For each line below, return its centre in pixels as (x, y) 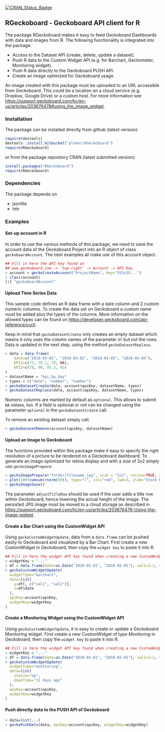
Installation (19, 119)
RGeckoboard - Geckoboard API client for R (72, 23)
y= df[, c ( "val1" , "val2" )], (42, 584)
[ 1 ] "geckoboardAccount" (30, 282)
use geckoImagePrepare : (29, 467)
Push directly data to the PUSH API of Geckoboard (57, 710)
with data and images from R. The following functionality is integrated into (80, 40)
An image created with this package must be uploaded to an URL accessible (82, 85)
